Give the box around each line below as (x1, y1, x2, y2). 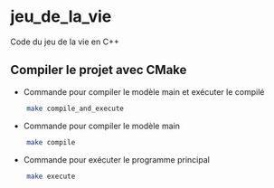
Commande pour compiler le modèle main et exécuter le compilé (23, 86, 265, 97)
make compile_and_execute (26, 104, 125, 113)
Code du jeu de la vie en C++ (10, 36, 120, 47)
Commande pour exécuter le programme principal (23, 154, 211, 164)
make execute (26, 172, 76, 181)
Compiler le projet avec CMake (10, 62, 187, 78)
